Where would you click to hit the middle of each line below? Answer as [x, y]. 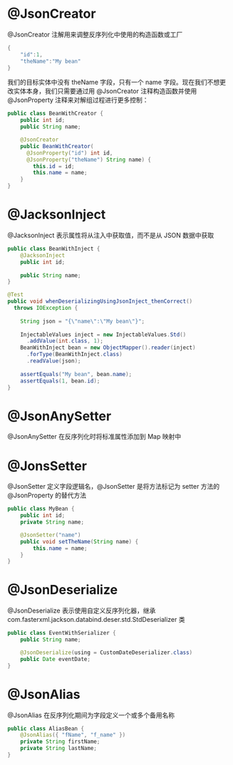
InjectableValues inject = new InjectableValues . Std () [103, 334]
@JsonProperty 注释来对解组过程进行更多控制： [78, 100]
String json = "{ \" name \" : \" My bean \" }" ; [82, 321]
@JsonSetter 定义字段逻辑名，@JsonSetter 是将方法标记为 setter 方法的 [114, 486]
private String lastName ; [59, 749]
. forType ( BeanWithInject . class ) [74, 355]
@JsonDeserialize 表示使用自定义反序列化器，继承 [82, 610]
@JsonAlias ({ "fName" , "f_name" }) [73, 735]
